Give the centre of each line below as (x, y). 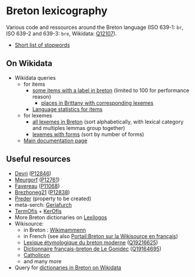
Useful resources (38, 159)
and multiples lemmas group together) (79, 128)
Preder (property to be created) (53, 198)
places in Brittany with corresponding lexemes (97, 103)
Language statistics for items (67, 109)
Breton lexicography (57, 11)
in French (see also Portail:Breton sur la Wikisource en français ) (101, 236)
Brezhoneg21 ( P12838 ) (42, 192)
